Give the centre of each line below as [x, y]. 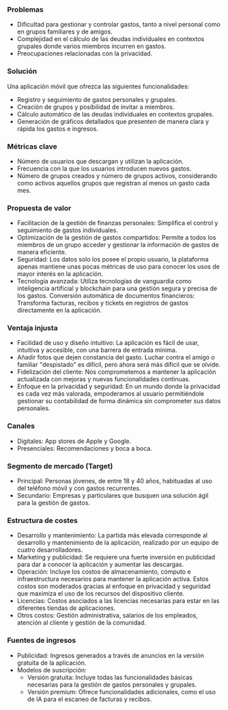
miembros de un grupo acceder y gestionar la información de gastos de [118, 245]
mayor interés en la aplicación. [60, 274]
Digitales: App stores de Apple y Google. [74, 441]
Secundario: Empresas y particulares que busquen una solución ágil [113, 496]
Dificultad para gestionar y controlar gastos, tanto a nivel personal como [118, 25]
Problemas [25, 10]
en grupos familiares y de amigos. [65, 31]
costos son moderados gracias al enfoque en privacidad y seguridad [114, 586]
